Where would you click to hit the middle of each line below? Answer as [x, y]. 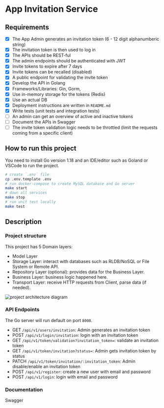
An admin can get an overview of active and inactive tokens [73, 116]
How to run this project [41, 148]
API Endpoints [22, 310]
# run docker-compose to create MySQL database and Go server [70, 184]
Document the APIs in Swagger [44, 122]
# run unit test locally [30, 202]
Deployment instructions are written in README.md [61, 105]
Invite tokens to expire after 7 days [47, 66]
